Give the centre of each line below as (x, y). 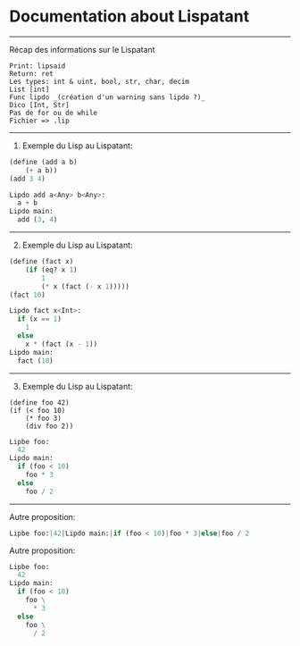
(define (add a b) (43, 162)
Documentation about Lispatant (129, 17)
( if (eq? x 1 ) (51, 270)
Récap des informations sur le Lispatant (82, 49)
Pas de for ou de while (54, 113)
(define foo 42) (39, 403)
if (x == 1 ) (40, 319)
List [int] (29, 89)
